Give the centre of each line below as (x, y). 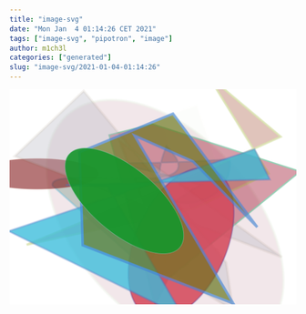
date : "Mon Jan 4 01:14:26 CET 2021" (83, 29)
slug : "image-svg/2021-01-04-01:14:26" (85, 67)
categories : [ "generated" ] (61, 58)
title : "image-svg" (46, 19)
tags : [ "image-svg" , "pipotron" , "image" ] (91, 38)
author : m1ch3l (38, 48)
